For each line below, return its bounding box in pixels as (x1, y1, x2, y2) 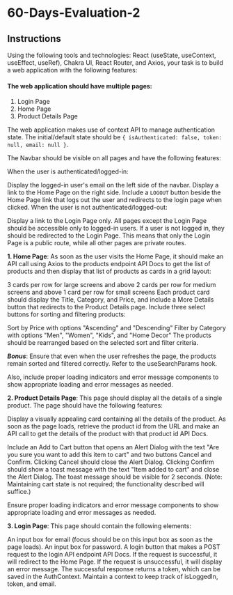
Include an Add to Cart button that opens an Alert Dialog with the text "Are (7, 443, 220, 451)
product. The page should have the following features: (7, 401, 163, 410)
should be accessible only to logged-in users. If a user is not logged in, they (7, 224, 225, 233)
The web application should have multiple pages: (7, 82, 152, 90)
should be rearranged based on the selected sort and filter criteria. (7, 339, 199, 347)
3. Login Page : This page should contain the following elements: (7, 522, 191, 530)
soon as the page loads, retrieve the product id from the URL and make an (7, 422, 220, 431)
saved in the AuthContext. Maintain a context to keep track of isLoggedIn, (7, 573, 218, 581)
